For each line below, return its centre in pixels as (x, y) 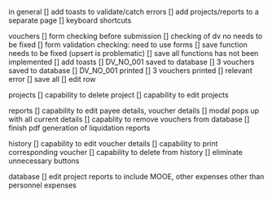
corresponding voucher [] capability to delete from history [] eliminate (125, 152)
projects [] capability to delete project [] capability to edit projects (119, 95)
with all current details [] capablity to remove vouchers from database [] (129, 119)
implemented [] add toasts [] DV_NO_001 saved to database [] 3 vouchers (132, 62)
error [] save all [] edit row (52, 79)
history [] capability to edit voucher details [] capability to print (113, 144)
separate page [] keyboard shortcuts (70, 20)
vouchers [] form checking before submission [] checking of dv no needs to (136, 36)
